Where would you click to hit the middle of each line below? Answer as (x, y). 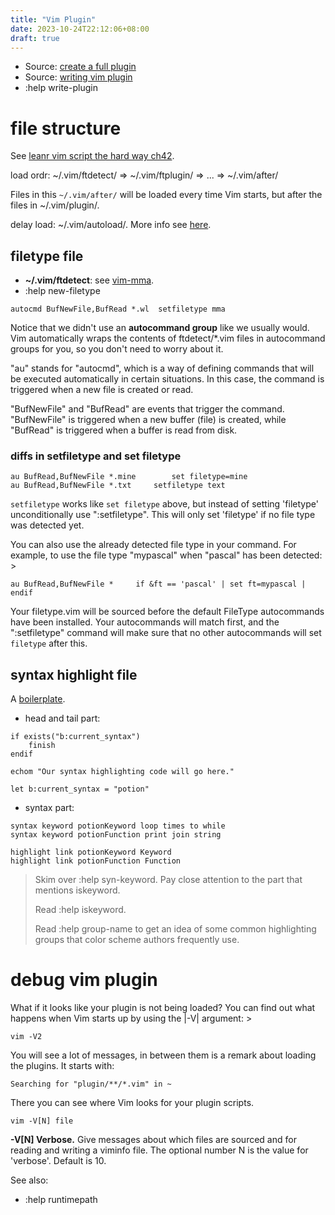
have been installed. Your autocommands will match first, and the (145, 622)
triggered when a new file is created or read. (102, 390)
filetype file (47, 256)
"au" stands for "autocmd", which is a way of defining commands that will (162, 368)
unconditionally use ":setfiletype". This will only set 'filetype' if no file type (163, 515)
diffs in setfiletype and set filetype (96, 456)
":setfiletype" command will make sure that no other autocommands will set (166, 633)
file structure (66, 128)
